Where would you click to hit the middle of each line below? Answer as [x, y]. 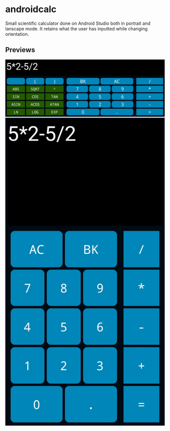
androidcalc [31, 9]
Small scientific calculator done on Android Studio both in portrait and [78, 23]
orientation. [17, 34]
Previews [20, 50]
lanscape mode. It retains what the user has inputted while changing [76, 28]
